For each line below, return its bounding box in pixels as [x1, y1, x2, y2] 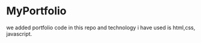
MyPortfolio [6, 4, 67, 18]
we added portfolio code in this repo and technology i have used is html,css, [6, 24, 196, 31]
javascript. [6, 30, 32, 37]
